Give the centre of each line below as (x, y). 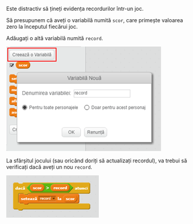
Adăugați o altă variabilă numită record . (55, 38)
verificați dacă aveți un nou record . (49, 167)
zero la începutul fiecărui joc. (42, 27)
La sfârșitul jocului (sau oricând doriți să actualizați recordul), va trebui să (97, 161)
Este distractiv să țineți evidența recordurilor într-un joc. (75, 9)
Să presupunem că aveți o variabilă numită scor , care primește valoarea (95, 20)
